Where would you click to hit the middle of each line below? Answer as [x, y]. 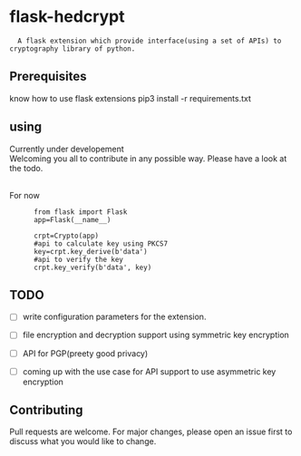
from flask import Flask [80, 212]
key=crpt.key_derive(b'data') [90, 251]
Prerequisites [48, 77]
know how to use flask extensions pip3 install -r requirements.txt [131, 98]
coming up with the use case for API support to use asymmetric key [149, 371]
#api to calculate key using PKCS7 [101, 243]
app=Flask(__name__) [72, 219]
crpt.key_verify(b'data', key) [92, 267]
